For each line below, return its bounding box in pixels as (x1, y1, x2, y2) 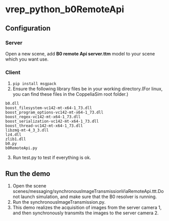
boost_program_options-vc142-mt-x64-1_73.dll (5, 110, 103, 115)
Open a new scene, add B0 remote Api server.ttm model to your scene (5, 50, 155, 57)
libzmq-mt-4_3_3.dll (5, 128, 49, 133)
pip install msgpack (12, 81, 57, 87)
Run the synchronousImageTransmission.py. (12, 199, 106, 205)
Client (5, 69, 20, 76)
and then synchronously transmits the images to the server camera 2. (12, 210, 159, 216)
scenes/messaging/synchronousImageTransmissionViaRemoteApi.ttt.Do (12, 188, 164, 194)
